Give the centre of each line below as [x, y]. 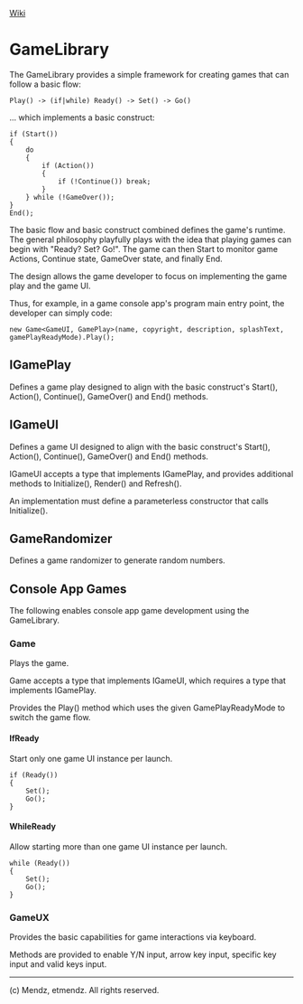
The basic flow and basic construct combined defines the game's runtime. [147, 230]
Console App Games [68, 589]
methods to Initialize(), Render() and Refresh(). [96, 483]
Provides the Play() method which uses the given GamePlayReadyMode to [147, 708]
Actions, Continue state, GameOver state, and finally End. [116, 258]
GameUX [29, 917]
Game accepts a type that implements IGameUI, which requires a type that [148, 680]
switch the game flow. [50, 718]
